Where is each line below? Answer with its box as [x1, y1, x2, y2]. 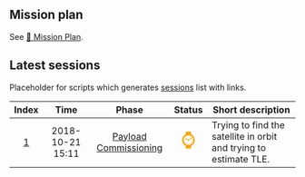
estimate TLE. [212, 152, 271, 165]
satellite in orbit [212, 130, 278, 143]
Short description [212, 103, 290, 116]
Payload [112, 130, 147, 143]
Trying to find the [212, 118, 286, 131]
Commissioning [96, 141, 163, 153]
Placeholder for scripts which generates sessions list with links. [9, 82, 247, 93]
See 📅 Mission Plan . [9, 31, 84, 42]
